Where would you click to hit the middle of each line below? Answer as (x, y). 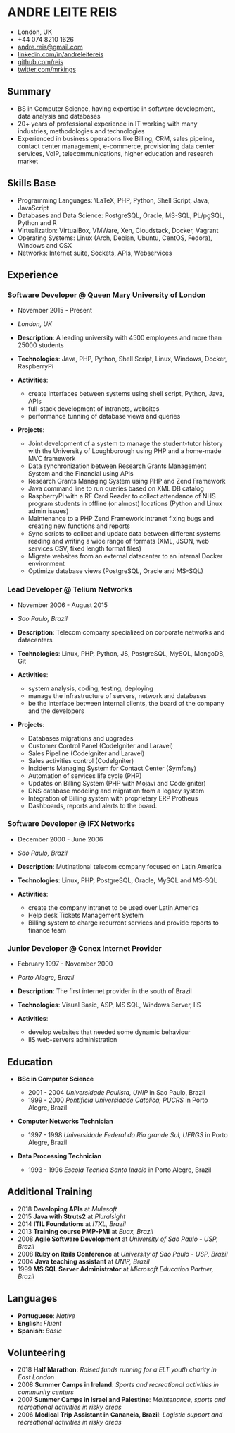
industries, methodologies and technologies (81, 131)
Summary (29, 91)
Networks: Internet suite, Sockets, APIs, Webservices (95, 253)
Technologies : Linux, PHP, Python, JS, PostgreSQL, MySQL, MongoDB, (121, 653)
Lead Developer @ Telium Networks (70, 589)
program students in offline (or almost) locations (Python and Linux (125, 504)
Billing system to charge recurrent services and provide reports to (123, 923)
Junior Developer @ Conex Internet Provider (84, 948)
